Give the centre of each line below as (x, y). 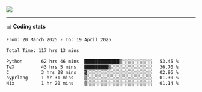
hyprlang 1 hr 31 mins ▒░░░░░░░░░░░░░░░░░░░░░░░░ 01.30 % (93, 78)
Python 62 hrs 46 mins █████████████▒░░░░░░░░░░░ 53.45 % (93, 61)
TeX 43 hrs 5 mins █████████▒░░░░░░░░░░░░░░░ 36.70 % (93, 67)
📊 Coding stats (26, 27)
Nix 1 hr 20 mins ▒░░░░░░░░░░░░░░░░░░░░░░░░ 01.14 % (93, 84)
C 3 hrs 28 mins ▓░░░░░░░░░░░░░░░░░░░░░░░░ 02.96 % (93, 72)
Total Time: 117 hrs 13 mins (43, 50)
